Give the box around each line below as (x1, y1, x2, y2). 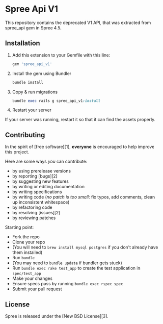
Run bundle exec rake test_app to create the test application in (12, 265, 141, 271)
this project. (5, 149, 29, 155)
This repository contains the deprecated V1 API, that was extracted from (5, 20, 151, 25)
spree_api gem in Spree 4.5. (5, 25, 62, 30)
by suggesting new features (12, 178, 69, 184)
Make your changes (12, 275, 53, 281)
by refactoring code (12, 204, 53, 210)
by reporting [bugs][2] (12, 173, 58, 179)
